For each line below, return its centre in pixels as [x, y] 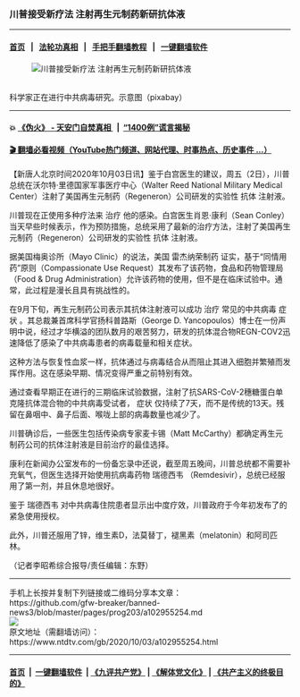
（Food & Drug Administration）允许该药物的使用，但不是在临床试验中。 [142, 279]
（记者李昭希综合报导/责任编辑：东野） [81, 565]
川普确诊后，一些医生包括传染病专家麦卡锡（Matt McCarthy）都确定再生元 [146, 433]
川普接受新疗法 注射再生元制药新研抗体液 [97, 13]
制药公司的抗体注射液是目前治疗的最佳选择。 [92, 445]
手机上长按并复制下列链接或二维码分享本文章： [95, 593]
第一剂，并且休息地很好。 [71, 486]
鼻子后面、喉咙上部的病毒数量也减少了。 [130, 414]
